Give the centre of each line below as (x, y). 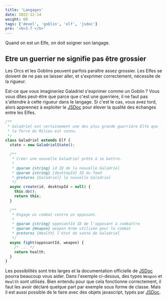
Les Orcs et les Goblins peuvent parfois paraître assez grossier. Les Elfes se (84, 70)
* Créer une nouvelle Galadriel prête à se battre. (67, 159)
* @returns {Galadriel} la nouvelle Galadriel (61, 177)
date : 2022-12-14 (23, 15)
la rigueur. (16, 81)
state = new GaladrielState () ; (42, 145)
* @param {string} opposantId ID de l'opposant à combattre (76, 224)
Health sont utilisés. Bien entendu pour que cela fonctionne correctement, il (83, 281)
